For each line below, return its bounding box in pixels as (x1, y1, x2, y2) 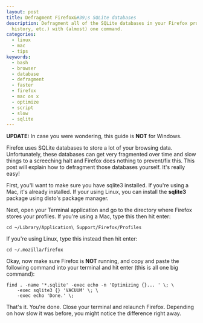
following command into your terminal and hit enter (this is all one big (6, 264, 178, 271)
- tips (11, 48, 28, 55)
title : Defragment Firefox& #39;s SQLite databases (6, 15, 137, 21)
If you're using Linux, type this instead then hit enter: (6, 235, 138, 242)
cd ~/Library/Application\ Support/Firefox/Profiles (6, 225, 142, 231)
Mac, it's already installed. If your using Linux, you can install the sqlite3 (6, 188, 186, 196)
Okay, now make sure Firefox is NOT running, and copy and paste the (6, 258, 179, 265)
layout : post (6, 8, 39, 15)
